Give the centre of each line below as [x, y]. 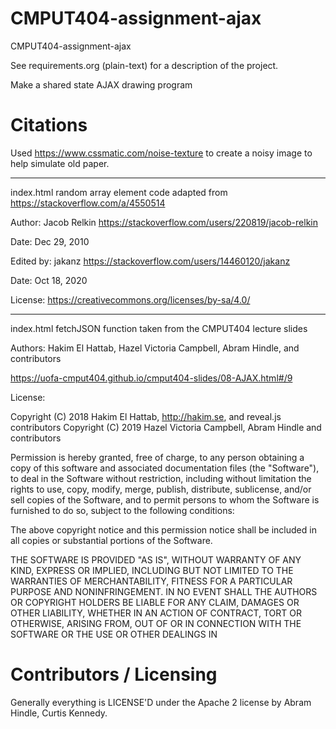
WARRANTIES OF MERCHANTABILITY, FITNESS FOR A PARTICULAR [151, 581]
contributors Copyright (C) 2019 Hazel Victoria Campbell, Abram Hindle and [166, 427]
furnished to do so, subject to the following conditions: [122, 510]
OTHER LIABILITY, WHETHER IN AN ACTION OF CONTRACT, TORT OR [156, 613]
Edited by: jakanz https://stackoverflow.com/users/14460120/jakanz [150, 261]
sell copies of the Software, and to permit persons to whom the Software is [165, 499]
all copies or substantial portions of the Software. [111, 540]
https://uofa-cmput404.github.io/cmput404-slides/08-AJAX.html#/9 [151, 378]
